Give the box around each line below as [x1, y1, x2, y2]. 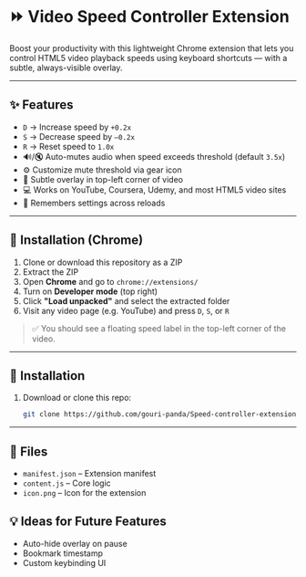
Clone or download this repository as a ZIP [22, 257, 183, 268]
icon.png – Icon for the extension [22, 488, 147, 498]
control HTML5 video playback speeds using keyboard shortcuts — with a [9, 52, 288, 63]
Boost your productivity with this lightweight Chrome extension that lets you [9, 42, 294, 54]
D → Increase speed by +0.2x [22, 121, 132, 132]
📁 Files [9, 444, 48, 459]
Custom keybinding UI [22, 557, 107, 568]
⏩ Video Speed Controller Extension [9, 6, 290, 27]
